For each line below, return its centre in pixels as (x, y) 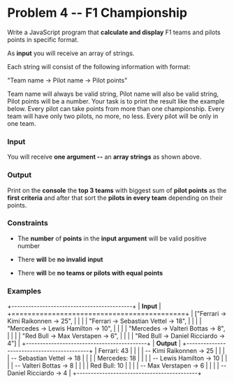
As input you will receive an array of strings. (71, 53)
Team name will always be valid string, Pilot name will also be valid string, (113, 94)
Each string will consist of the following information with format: (99, 66)
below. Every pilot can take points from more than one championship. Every (116, 108)
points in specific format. (43, 39)
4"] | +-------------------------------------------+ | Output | (94, 343)
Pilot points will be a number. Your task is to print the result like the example (116, 101)
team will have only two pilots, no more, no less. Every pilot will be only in (113, 116)
